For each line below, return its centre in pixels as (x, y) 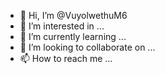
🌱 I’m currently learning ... (73, 36)
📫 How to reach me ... (66, 58)
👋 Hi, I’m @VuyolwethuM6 (73, 15)
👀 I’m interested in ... (62, 26)
